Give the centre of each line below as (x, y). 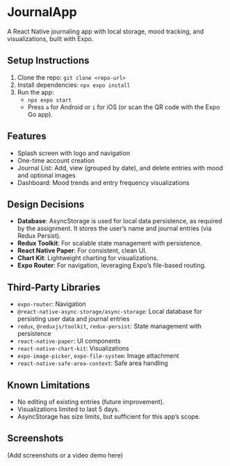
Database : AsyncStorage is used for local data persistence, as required (120, 221)
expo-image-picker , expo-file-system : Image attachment (98, 356)
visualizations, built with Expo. (50, 38)
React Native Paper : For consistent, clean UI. (82, 250)
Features (27, 136)
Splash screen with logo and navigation (74, 153)
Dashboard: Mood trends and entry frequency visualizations (103, 182)
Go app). (40, 114)
